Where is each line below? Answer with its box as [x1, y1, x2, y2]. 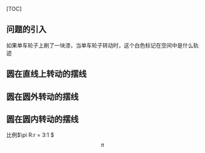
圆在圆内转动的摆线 [6, 114, 79, 124]
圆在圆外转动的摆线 [6, 91, 79, 102]
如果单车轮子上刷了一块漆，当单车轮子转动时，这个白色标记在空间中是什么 [6, 41, 193, 49]
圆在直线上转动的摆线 [6, 69, 87, 79]
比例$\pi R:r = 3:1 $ [6, 131, 54, 139]
